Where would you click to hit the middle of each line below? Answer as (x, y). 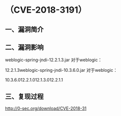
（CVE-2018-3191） (46, 10)
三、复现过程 (24, 96)
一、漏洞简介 (24, 29)
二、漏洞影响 (24, 47)
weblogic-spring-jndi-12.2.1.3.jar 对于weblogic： (54, 60)
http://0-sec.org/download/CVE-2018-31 (46, 108)
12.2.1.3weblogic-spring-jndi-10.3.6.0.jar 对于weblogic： (61, 70)
